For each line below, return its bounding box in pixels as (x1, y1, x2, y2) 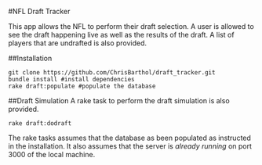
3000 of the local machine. (8, 150, 96, 159)
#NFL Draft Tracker (8, 7, 71, 16)
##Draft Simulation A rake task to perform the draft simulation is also (8, 96, 230, 105)
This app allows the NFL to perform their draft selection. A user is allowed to (8, 22, 255, 30)
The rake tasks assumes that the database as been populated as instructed (8, 133, 251, 142)
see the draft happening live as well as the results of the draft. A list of (8, 30, 235, 39)
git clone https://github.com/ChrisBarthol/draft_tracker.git (8, 69, 216, 77)
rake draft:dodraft (8, 120, 72, 127)
